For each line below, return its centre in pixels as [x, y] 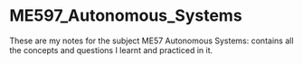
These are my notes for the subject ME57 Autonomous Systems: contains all [151, 41]
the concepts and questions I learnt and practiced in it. [111, 50]
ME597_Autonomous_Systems [126, 16]
